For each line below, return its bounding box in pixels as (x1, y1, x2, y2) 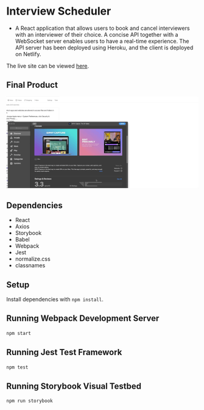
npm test (6, 364, 29, 370)
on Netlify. (15, 50, 41, 57)
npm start (6, 330, 32, 336)
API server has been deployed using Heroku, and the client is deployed (15, 44, 194, 51)
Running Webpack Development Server (6, 313, 160, 324)
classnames (15, 262, 46, 269)
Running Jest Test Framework (6, 347, 122, 358)
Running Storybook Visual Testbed (6, 381, 142, 391)
